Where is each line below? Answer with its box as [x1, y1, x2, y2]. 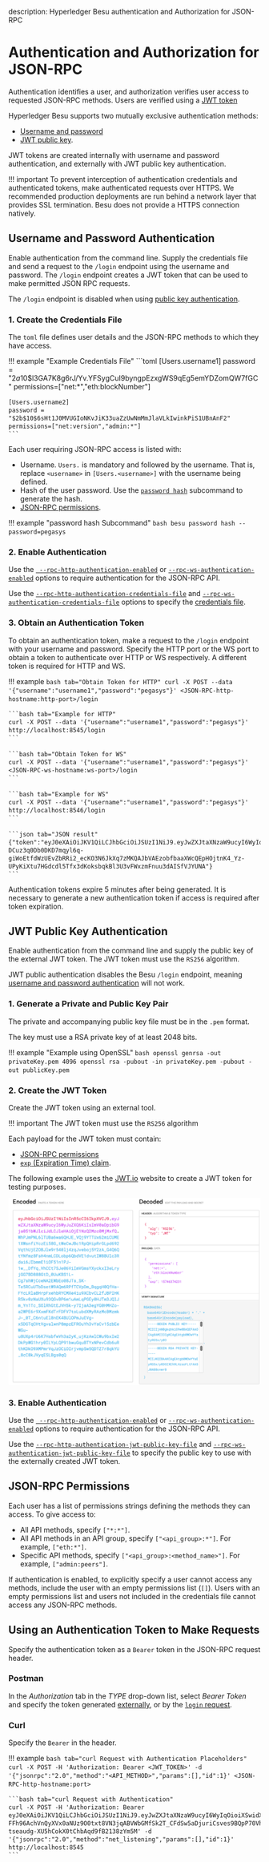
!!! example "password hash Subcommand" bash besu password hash [8, 518, 236, 528]
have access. [8, 341, 52, 351]
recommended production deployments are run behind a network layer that [8, 191, 257, 201]
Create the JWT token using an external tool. [8, 1103, 156, 1113]
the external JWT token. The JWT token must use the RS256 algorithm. [8, 954, 240, 964]
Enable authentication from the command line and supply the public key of [8, 945, 254, 956]
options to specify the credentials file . [121, 597, 246, 607]
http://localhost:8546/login [8, 806, 106, 814]
